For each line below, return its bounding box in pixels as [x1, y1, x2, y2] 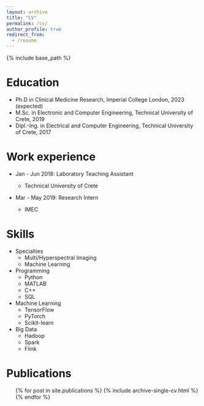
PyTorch [24, 312, 46, 320]
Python [24, 273, 43, 280]
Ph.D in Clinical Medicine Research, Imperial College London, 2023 [15, 96, 185, 103]
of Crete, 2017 [15, 128, 51, 135]
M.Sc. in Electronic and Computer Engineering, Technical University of [15, 108, 194, 116]
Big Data [15, 325, 37, 333]
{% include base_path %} [6, 55, 71, 61]
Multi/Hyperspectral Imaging [24, 254, 97, 261]
